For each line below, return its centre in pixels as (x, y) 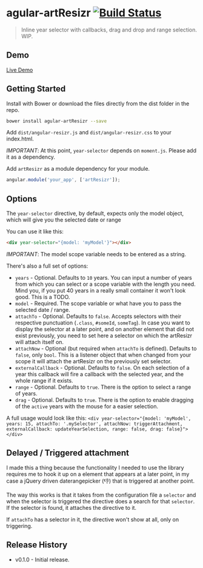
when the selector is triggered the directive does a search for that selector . (101, 501)
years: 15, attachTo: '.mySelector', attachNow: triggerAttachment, (95, 424)
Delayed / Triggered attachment (68, 453)
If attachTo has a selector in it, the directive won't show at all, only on (93, 519)
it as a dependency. (31, 157)
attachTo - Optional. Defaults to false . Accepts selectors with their (98, 316)
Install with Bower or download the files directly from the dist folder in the (98, 104)
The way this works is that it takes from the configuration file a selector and (101, 495)
